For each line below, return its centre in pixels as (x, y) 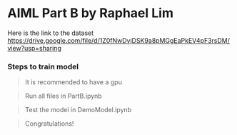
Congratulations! (49, 124)
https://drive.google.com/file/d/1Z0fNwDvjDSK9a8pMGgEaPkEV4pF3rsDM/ (119, 40)
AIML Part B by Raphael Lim (90, 13)
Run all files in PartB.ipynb (63, 96)
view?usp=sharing (35, 48)
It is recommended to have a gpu (74, 82)
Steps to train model (43, 66)
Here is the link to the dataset (51, 33)
